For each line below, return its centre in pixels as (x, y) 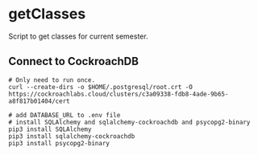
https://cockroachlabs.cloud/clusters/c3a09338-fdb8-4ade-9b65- (119, 94)
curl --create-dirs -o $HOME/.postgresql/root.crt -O (101, 87)
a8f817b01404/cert (39, 101)
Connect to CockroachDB (74, 61)
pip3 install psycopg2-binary (59, 143)
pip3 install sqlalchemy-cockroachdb (72, 136)
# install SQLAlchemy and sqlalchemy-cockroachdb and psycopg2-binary (129, 122)
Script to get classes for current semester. (78, 36)
